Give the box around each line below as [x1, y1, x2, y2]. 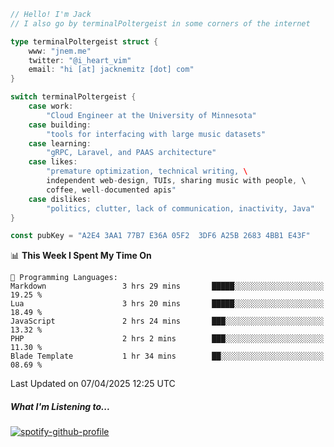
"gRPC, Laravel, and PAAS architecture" [46, 148, 217, 158]
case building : [28, 120, 92, 130]
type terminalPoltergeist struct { [10, 36, 159, 47]
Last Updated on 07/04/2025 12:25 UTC [10, 378, 176, 390]
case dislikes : [28, 194, 92, 204]
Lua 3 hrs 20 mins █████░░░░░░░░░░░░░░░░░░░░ [10, 299, 325, 309]
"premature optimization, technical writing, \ [46, 166, 248, 177]
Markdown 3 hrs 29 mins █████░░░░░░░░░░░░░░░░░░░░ [10, 281, 325, 292]
